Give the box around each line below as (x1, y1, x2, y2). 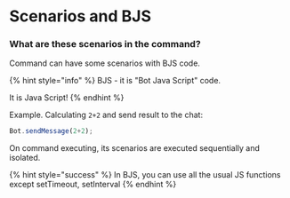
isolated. (9, 153, 41, 163)
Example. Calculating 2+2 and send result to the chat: (9, 109, 203, 121)
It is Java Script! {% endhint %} (9, 92, 125, 103)
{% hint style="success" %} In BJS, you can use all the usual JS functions (9, 170, 281, 180)
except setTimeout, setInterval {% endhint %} (9, 179, 177, 190)
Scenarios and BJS (9, 6, 151, 27)
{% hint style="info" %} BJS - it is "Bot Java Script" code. (9, 75, 221, 86)
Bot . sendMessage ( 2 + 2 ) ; (9, 127, 93, 136)
